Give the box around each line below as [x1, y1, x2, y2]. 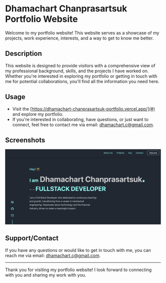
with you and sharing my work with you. [5, 272, 86, 278]
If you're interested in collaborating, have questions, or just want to [12, 116, 149, 122]
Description [5, 49, 42, 58]
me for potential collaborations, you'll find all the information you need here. [5, 78, 160, 84]
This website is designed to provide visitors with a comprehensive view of [5, 62, 156, 68]
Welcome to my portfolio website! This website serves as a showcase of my [5, 30, 160, 36]
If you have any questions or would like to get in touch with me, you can [5, 247, 151, 253]
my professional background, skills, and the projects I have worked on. [5, 68, 149, 74]
